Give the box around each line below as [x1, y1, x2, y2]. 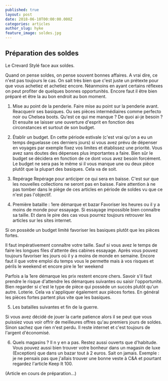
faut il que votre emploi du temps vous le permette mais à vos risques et [5, 258, 154, 264]
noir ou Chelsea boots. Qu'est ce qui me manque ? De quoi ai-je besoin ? [12, 114, 163, 120]
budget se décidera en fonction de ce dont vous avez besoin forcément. [12, 155, 161, 161]
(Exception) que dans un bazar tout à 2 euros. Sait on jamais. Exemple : [12, 350, 159, 356]
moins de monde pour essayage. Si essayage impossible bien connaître [12, 206, 160, 213]
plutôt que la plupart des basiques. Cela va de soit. [12, 166, 117, 172]
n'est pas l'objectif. [12, 191, 52, 198]
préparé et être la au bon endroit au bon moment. [5, 93, 107, 99]
